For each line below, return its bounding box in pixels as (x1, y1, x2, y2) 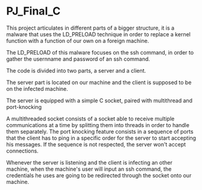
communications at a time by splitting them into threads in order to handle (6, 121, 190, 128)
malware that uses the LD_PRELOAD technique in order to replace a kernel (6, 30, 191, 38)
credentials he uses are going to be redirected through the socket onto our (6, 171, 192, 179)
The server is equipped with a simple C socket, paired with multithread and (6, 97, 193, 104)
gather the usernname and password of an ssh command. (6, 55, 151, 62)
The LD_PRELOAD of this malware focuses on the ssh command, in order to (6, 48, 194, 56)
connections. (6, 147, 39, 154)
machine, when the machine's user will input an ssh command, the (6, 165, 172, 172)
